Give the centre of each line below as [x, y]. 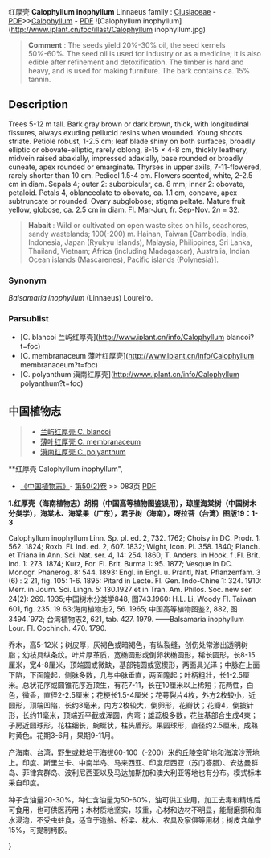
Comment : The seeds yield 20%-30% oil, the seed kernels [127, 45]
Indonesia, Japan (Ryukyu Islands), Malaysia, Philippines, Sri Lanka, [140, 242]
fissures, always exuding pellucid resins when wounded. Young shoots [125, 132]
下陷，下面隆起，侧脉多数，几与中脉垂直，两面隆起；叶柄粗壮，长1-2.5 [126, 675]
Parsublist [29, 319]
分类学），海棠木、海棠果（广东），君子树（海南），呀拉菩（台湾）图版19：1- [133, 513]
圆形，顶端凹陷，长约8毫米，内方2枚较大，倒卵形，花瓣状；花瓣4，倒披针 [131, 705]
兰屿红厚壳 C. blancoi [75, 432]
